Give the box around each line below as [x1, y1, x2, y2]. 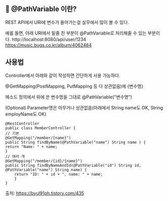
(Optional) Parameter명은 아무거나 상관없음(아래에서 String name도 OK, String [5, 104, 163, 110]
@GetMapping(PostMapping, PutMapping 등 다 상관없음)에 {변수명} [5, 83, 144, 89]
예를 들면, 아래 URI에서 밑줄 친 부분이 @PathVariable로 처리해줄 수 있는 [5, 30, 147, 36]
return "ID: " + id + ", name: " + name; [14, 172, 103, 177]
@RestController [5, 121, 39, 126]
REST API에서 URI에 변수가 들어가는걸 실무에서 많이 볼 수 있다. [5, 19, 129, 25]
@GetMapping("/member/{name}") [5, 135, 71, 140]
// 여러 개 [5, 154, 25, 159]
